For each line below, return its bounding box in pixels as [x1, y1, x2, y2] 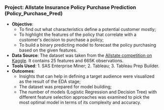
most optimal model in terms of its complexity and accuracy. [19, 100, 141, 106]
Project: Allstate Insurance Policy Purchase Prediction [4, 4, 136, 11]
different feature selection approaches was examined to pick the [19, 94, 150, 100]
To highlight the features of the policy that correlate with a [19, 31, 137, 38]
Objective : [11, 21, 34, 27]
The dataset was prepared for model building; [19, 84, 112, 90]
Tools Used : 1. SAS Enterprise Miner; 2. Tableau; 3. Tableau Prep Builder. [11, 63, 160, 69]
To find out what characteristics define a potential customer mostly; [19, 27, 156, 32]
